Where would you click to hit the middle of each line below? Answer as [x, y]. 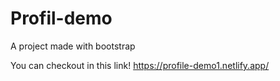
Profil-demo [61, 18]
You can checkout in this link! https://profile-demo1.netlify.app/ [140, 65]
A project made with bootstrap [73, 46]
